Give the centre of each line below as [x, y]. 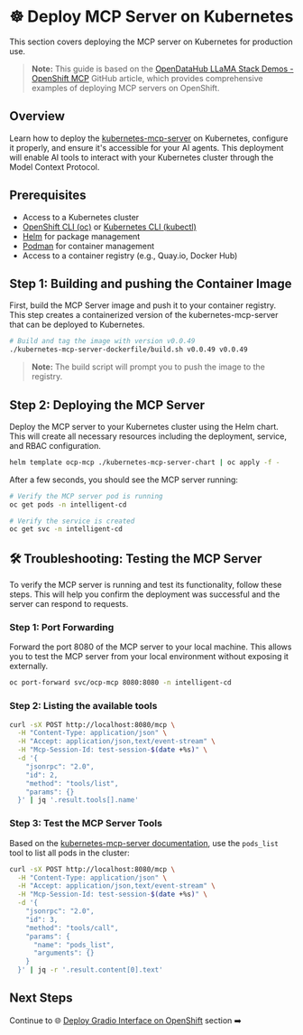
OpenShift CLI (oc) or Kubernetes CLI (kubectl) [109, 227]
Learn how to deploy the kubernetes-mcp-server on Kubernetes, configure [149, 138]
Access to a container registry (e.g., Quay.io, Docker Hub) [130, 256]
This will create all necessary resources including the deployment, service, [148, 436]
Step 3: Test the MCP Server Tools [86, 824]
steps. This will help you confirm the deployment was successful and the [145, 594]
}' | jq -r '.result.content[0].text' [91, 970]
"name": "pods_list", [74, 945]
